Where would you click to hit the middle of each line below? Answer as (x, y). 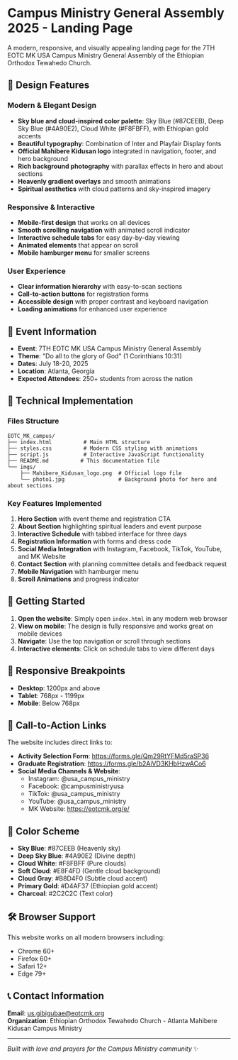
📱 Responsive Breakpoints (67, 671)
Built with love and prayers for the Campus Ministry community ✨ (103, 1049)
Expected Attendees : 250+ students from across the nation (105, 379)
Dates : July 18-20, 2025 (53, 364)
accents (29, 136)
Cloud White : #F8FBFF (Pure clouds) (72, 863)
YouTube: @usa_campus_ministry (77, 801)
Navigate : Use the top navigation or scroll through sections (104, 641)
